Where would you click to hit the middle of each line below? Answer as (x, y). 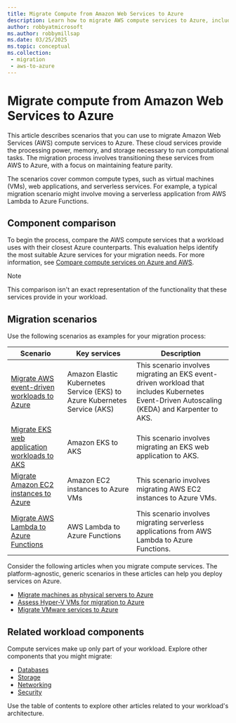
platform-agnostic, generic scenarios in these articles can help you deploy (115, 574)
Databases (33, 670)
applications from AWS (174, 531)
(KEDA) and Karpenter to (177, 410)
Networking (34, 685)
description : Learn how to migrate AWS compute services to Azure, (108, 20)
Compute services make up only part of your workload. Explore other (107, 649)
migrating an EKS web (172, 447)
